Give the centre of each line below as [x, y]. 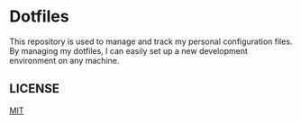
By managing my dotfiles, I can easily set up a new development [128, 50]
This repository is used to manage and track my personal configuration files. [151, 41]
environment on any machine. [64, 60]
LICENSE [35, 89]
